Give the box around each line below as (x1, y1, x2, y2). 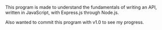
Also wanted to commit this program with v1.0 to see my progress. (5, 19, 144, 25)
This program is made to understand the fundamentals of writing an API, (5, 4, 157, 10)
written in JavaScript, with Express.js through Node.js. (5, 9, 119, 15)
